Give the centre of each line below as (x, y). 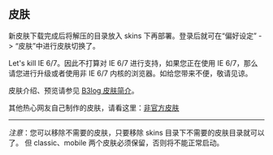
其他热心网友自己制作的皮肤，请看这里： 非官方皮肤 (94, 107)
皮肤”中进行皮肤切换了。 (59, 45)
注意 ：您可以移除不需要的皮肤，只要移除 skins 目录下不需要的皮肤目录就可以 (136, 132)
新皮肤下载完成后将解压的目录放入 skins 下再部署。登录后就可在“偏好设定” (133, 36)
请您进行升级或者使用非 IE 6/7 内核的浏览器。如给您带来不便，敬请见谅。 (130, 73)
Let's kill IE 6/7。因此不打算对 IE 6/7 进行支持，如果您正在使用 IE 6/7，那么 (133, 62)
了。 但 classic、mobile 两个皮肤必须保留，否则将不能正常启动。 (116, 142)
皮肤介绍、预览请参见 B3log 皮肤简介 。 (74, 90)
